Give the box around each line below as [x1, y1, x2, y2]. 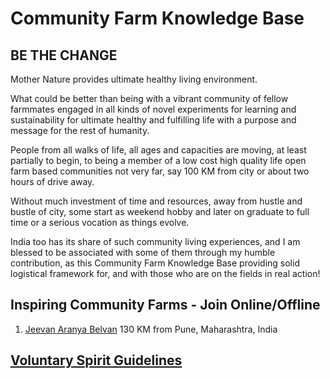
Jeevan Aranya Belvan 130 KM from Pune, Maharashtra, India [24, 323, 278, 335]
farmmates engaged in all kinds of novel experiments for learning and [10, 103, 297, 115]
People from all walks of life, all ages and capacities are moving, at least [10, 144, 307, 156]
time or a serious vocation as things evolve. [10, 217, 190, 228]
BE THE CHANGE [10, 47, 118, 64]
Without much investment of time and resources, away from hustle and [10, 195, 303, 207]
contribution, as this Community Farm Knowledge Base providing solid [10, 257, 300, 269]
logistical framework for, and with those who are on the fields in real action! [10, 268, 321, 279]
